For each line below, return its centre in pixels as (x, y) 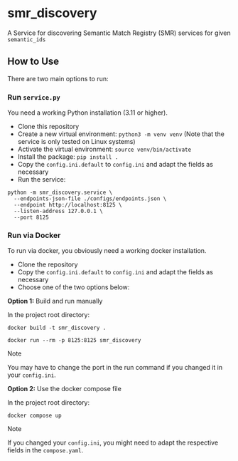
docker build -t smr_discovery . (57, 328)
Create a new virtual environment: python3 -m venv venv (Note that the (121, 134)
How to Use (33, 62)
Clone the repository (48, 264)
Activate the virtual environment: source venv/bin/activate (104, 149)
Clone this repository (48, 127)
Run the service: (42, 180)
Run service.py (34, 97)
